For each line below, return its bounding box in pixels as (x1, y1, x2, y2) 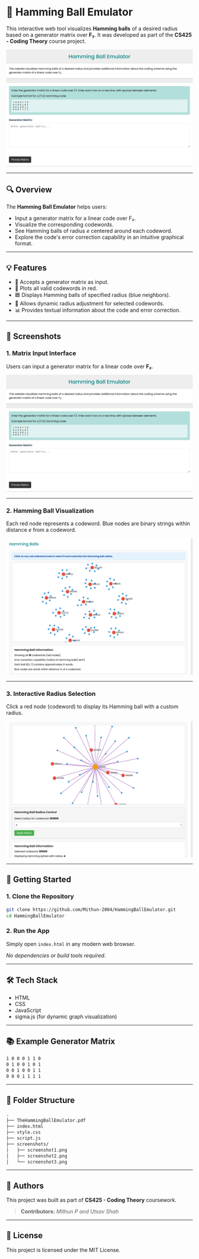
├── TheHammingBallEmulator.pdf (6, 1117, 86, 1124)
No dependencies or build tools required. (6, 951, 106, 959)
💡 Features (6, 263, 47, 273)
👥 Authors (6, 1181, 44, 1191)
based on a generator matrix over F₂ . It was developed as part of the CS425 (6, 31, 192, 38)
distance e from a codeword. (6, 526, 76, 533)
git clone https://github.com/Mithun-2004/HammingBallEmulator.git (6, 906, 176, 912)
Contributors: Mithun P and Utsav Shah (20, 1208, 119, 1215)
